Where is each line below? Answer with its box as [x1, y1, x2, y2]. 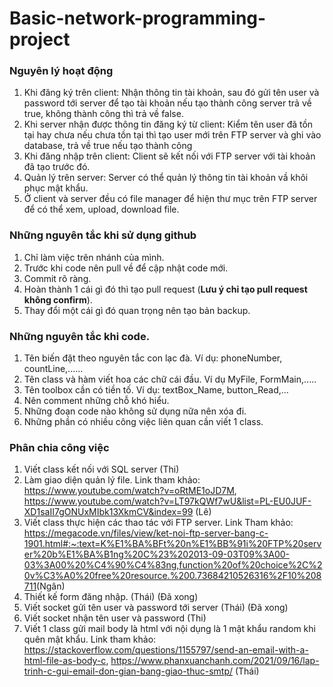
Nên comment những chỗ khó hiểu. [23, 395, 170, 407]
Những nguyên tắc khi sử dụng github [9, 228, 197, 242]
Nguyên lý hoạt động [9, 64, 114, 78]
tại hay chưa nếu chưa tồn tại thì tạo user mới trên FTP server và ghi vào [23, 129, 322, 141]
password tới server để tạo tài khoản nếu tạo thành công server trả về [23, 97, 312, 109]
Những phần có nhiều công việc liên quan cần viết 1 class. [23, 416, 264, 428]
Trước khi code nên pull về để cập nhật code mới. [23, 262, 229, 274]
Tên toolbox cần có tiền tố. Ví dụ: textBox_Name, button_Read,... [23, 384, 289, 396]
